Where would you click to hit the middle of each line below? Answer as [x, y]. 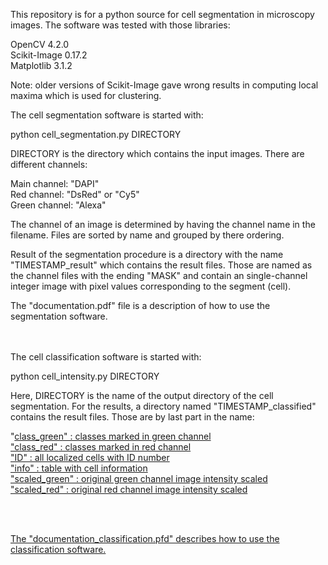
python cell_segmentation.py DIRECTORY [96, 134]
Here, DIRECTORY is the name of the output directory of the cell [142, 395]
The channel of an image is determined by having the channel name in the [163, 224]
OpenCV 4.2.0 [40, 44]
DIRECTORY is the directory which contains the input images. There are [157, 153]
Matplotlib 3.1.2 [41, 65]
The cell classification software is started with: [106, 357]
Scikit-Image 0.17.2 [49, 55]
